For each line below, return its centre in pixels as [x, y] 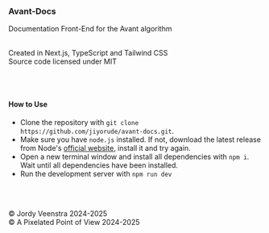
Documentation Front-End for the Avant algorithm [90, 29]
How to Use [28, 104]
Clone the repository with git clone [79, 122]
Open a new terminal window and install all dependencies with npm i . [134, 156]
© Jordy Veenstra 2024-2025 [58, 213]
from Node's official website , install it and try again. [105, 148]
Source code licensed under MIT [63, 61]
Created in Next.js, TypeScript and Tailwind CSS [88, 53]
